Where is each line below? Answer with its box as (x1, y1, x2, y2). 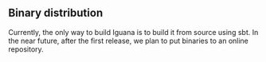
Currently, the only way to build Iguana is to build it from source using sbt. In (8, 27, 259, 37)
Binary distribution (8, 6, 104, 20)
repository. (8, 44, 44, 54)
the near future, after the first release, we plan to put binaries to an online (8, 36, 249, 45)
